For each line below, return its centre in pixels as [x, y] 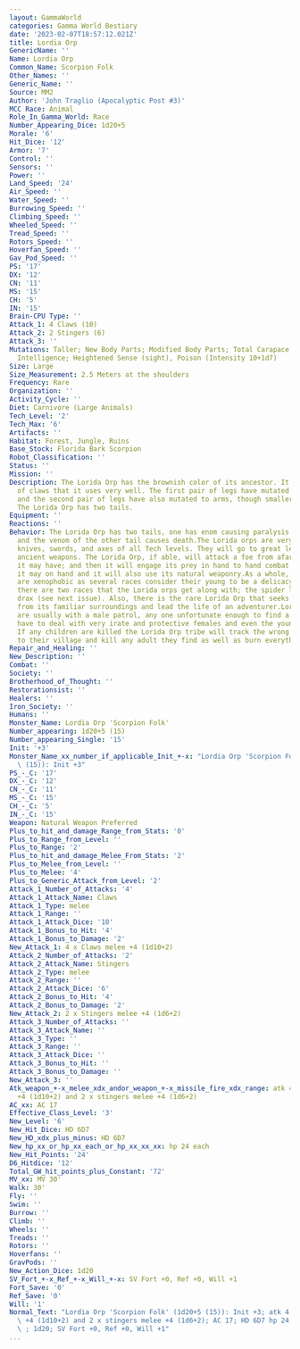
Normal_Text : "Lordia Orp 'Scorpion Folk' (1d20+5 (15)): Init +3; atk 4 [150, 1312]
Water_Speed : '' [39, 200]
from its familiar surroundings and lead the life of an [125, 607]
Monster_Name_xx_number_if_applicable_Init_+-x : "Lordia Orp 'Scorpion [145, 756]
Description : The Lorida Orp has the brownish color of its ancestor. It [150, 482]
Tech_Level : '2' [39, 416]
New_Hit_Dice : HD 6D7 [50, 1130]
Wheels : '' [29, 1229]
